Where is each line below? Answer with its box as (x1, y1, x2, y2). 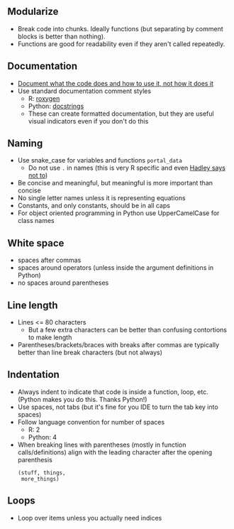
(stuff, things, (17, 469, 66, 476)
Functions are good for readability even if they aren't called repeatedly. (17, 39, 225, 48)
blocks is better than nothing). (17, 32, 106, 40)
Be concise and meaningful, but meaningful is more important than (17, 179, 213, 187)
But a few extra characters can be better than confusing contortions (28, 326, 227, 334)
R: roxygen (28, 94, 60, 102)
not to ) (28, 171, 48, 180)
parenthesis (17, 455, 53, 464)
